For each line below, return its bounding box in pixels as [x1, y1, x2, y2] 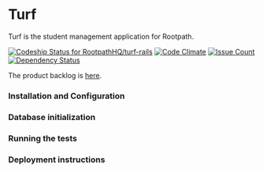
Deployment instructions [8, 154, 106, 165]
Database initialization [8, 111, 96, 122]
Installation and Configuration [8, 90, 125, 101]
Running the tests [8, 133, 77, 144]
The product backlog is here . [8, 70, 102, 80]
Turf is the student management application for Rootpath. [8, 32, 194, 41]
